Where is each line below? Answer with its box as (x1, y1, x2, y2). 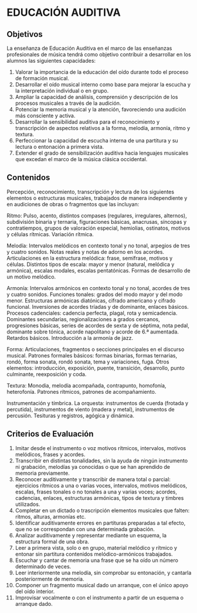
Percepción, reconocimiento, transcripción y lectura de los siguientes (6, 188, 175, 195)
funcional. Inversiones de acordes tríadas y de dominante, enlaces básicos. (6, 303, 189, 310)
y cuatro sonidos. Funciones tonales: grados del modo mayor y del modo (6, 291, 183, 298)
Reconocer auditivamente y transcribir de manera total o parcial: (15, 475, 171, 483)
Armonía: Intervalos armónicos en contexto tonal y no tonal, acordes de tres (6, 284, 190, 291)
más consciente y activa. (15, 112, 76, 119)
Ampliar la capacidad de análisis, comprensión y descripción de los (15, 94, 178, 100)
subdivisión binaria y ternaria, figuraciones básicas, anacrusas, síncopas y (6, 218, 187, 225)
